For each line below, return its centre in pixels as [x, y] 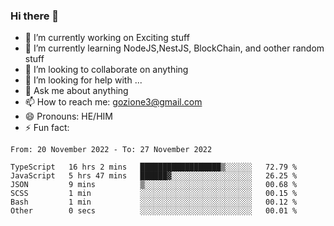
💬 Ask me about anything [76, 91]
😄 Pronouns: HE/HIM [68, 116]
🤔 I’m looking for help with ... [83, 80]
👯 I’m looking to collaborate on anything [106, 70]
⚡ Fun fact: [47, 128]
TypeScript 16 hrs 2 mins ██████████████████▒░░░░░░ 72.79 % [154, 167]
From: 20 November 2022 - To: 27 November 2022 [111, 150]
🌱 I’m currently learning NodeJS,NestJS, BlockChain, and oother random [174, 48]
